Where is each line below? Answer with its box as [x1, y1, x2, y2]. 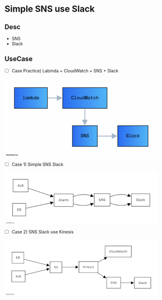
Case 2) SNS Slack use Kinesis [11, 229, 74, 234]
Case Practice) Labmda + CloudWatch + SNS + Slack [11, 68, 119, 73]
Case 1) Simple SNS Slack [11, 161, 64, 167]
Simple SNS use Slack [4, 3, 95, 15]
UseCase [4, 55, 33, 63]
